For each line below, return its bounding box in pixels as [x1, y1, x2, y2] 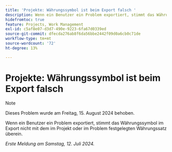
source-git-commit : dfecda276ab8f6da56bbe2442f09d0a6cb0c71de [5, 31, 141, 36]
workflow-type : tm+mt [5, 36, 52, 41]
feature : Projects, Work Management [5, 21, 83, 27]
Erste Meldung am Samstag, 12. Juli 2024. [5, 140, 95, 146]
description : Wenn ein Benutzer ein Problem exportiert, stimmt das [5, 12, 155, 17]
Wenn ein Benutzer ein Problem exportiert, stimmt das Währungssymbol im [5, 120, 164, 126]
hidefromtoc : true [5, 17, 45, 22]
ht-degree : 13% [5, 46, 38, 51]
